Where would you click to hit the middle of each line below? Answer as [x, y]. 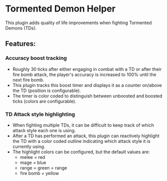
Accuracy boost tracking [36, 58]
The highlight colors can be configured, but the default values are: [81, 152]
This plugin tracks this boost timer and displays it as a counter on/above [87, 85]
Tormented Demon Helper [60, 9]
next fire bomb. [28, 80]
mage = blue [33, 162]
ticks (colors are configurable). [44, 101]
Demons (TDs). [21, 28]
